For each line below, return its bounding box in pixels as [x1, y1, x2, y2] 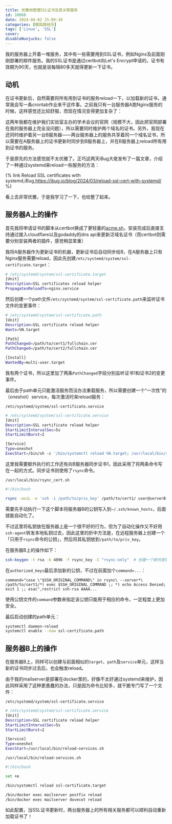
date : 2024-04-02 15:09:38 [5, 17, 63, 22]
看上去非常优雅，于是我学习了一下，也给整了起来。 [5, 193, 113, 200]
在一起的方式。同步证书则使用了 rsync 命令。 [5, 467, 98, 473]
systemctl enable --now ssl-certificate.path [5, 629, 104, 634]
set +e [5, 774, 19, 779]
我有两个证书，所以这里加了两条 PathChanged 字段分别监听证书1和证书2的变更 [5, 370, 165, 376]
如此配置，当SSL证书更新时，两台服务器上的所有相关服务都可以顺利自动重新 [5, 807, 166, 813]
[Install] [5, 355, 27, 361]
